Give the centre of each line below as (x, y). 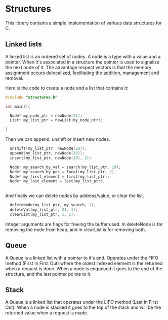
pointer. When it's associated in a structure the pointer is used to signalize (82, 62)
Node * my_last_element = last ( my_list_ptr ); (57, 181)
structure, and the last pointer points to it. (48, 274)
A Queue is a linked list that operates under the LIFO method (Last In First (82, 302)
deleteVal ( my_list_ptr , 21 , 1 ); (44, 210)
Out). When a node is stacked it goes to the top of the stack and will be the (83, 307)
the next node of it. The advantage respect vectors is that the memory (78, 67)
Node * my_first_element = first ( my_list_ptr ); (60, 177)
